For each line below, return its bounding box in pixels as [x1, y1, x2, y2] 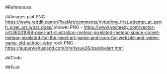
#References [5, 4, 31, 10]
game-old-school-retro [5, 40, 53, 46]
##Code [5, 55, 22, 61]
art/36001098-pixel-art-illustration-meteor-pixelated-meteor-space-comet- [5, 30, 160, 35]
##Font [5, 64, 20, 70]
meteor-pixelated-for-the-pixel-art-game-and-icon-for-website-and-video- [5, 35, 160, 40]
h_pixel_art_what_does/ [5, 24, 53, 30]
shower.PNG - [54, 24, 83, 30]
